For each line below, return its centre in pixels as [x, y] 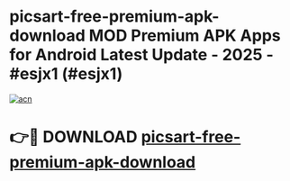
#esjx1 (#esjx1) [66, 74]
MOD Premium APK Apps [185, 36]
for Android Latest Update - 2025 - [142, 55]
